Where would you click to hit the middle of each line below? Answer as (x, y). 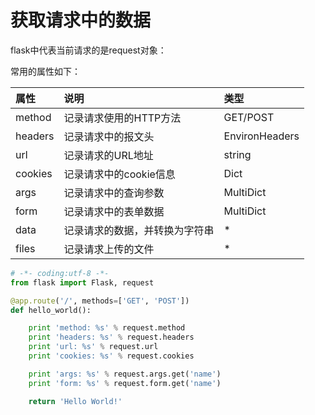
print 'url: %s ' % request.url (93, 347)
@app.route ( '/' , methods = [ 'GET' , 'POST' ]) (100, 301)
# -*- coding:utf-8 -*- (60, 273)
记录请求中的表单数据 (114, 211)
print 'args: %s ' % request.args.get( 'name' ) (125, 374)
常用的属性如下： (45, 71)
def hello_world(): (51, 310)
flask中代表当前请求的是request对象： (88, 50)
